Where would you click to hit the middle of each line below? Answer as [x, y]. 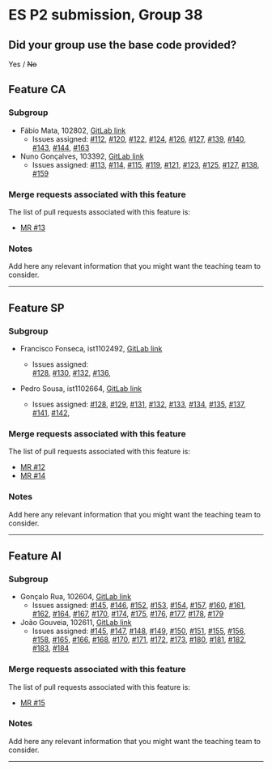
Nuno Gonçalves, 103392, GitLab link [82, 156]
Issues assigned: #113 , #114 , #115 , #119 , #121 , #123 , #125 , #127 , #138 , [146, 164]
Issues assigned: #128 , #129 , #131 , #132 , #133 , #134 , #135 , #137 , [139, 404]
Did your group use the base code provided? [123, 45]
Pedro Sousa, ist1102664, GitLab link [81, 388]
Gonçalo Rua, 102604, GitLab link [76, 597]
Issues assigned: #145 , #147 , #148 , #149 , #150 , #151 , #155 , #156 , [139, 631]
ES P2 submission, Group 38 [106, 15]
